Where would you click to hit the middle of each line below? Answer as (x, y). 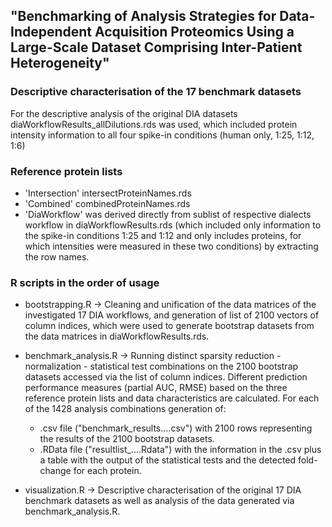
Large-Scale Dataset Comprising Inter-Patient (156, 47)
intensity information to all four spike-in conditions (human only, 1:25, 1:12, (162, 135)
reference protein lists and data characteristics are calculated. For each (172, 398)
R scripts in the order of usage (85, 282)
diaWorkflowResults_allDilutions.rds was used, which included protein (154, 124)
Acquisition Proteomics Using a (194, 32)
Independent (51, 32)
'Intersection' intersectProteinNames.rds (108, 193)
